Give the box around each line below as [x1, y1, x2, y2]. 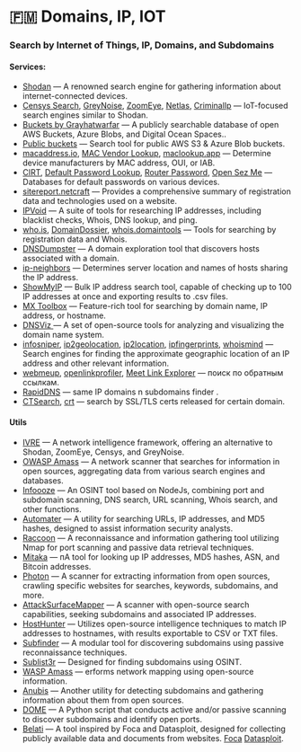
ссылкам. [22, 377, 60, 388]
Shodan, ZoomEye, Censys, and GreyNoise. [22, 447, 185, 457]
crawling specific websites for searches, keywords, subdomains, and [22, 579, 279, 590]
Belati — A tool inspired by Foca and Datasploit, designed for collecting [22, 723, 286, 734]
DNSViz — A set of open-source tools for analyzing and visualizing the [22, 320, 285, 331]
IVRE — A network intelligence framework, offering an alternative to [22, 437, 273, 447]
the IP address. [22, 272, 79, 283]
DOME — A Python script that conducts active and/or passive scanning [22, 703, 287, 715]
